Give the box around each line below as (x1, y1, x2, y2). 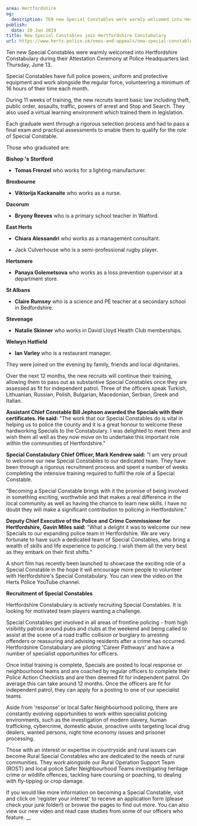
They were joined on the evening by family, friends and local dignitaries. (6, 361, 180, 368)
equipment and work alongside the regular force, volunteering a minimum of (6, 79, 191, 86)
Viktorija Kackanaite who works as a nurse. (14, 189, 121, 196)
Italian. (6, 397, 22, 404)
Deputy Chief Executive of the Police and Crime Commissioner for (6, 518, 171, 525)
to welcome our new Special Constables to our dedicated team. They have (6, 457, 186, 464)
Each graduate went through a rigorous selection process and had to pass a (6, 120, 189, 127)
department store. (14, 276, 59, 283)
